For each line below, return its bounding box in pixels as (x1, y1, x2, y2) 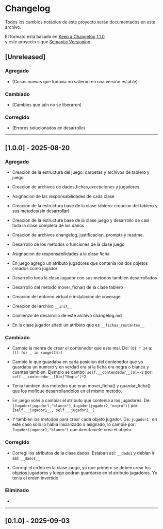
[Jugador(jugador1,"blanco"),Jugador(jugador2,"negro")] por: (12, 402, 139, 409)
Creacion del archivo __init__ (12, 303, 73, 309)
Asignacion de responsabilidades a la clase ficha (12, 251, 110, 256)
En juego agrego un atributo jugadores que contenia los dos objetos (12, 260, 148, 266)
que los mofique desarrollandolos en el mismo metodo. (12, 388, 122, 394)
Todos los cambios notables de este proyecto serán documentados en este (5, 19, 156, 25)
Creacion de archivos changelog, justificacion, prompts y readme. (12, 232, 144, 237)
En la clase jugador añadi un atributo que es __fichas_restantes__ (12, 322, 145, 328)
